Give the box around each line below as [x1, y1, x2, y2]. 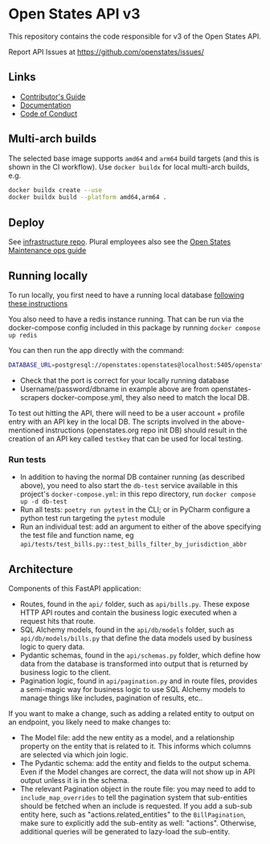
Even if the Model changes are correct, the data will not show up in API [19, 767, 256, 776]
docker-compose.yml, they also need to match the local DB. [51, 392, 250, 402]
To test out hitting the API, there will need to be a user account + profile [8, 408, 245, 418]
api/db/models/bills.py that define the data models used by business [19, 633, 253, 643]
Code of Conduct [19, 109, 78, 118]
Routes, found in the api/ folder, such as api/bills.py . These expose [19, 599, 251, 608]
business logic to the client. [19, 667, 111, 677]
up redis [8, 331, 38, 339]
